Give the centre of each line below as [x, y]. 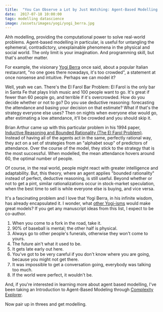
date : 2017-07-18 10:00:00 [34, 14]
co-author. [16, 214]
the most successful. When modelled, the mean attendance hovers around [80, 154]
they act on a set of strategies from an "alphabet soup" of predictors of [76, 143]
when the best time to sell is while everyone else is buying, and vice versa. [80, 189]
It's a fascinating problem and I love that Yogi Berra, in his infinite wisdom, [79, 198]
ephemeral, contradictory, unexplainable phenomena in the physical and [77, 47]
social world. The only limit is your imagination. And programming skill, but [80, 53]
